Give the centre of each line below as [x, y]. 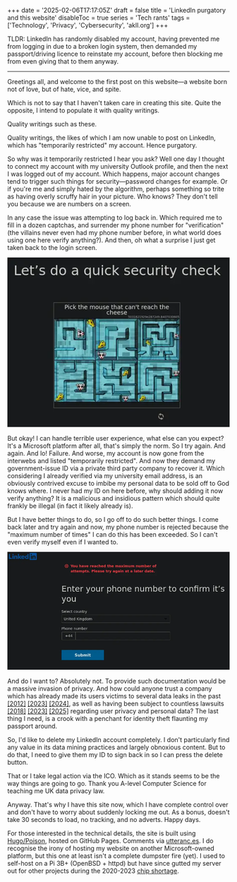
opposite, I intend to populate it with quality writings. [84, 110]
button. [18, 763]
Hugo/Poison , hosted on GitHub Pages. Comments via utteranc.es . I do [110, 841]
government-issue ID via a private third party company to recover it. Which [116, 468]
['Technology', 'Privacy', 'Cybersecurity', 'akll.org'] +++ [88, 25]
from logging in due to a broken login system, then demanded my [102, 46]
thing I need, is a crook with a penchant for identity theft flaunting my [108, 719]
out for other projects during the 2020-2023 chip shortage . [93, 871]
